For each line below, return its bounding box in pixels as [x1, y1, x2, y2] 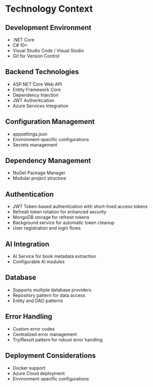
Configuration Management [5, 117, 95, 126]
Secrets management [12, 142, 58, 148]
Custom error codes [12, 326, 55, 332]
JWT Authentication [12, 97, 55, 103]
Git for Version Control [12, 53, 60, 59]
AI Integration [5, 240, 50, 248]
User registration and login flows [12, 225, 81, 231]
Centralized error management [12, 331, 77, 337]
